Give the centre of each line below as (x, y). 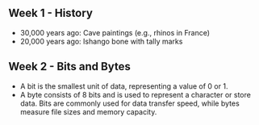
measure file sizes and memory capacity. (88, 111)
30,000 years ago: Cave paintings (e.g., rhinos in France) (115, 32)
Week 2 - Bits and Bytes (69, 67)
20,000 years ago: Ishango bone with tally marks (101, 41)
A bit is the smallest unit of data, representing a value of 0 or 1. (124, 86)
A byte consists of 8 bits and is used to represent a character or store (136, 94)
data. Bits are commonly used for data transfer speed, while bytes (129, 103)
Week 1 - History (50, 13)
